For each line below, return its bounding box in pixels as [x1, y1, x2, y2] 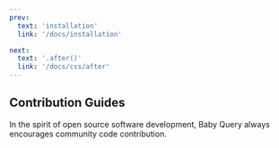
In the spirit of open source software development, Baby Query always [9, 119, 271, 129]
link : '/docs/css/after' [17, 62, 110, 71]
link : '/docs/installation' [17, 29, 123, 38]
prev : [9, 12, 30, 22]
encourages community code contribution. [9, 128, 168, 139]
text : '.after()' [17, 54, 83, 63]
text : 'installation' [17, 21, 99, 30]
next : [9, 45, 30, 54]
